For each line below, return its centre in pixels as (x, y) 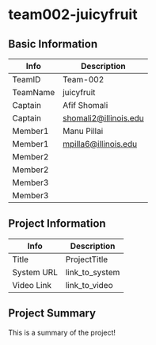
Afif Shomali (85, 105)
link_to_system (93, 272)
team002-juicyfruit (73, 15)
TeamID (27, 79)
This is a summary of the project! (62, 332)
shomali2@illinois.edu (103, 118)
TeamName (34, 92)
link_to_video (89, 285)
